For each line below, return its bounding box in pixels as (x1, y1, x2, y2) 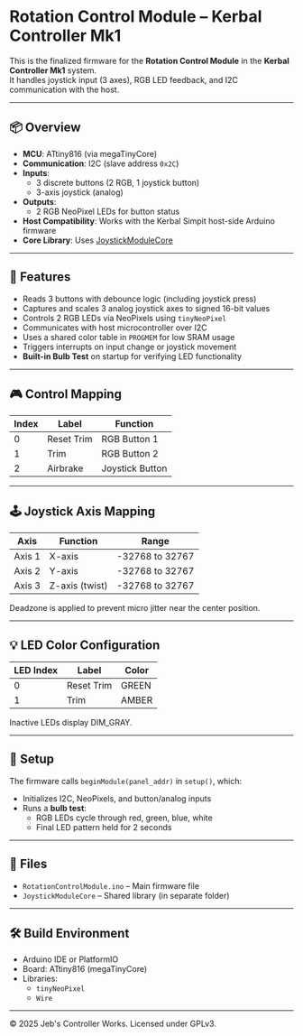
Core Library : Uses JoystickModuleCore (22, 235, 173, 245)
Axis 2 (14, 565, 41, 578)
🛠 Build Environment (9, 926, 130, 941)
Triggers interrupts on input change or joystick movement (22, 341, 237, 352)
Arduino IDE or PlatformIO (22, 954, 119, 965)
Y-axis (49, 565, 79, 578)
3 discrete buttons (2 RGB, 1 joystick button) (35, 177, 200, 188)
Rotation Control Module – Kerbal (9, 6, 262, 27)
